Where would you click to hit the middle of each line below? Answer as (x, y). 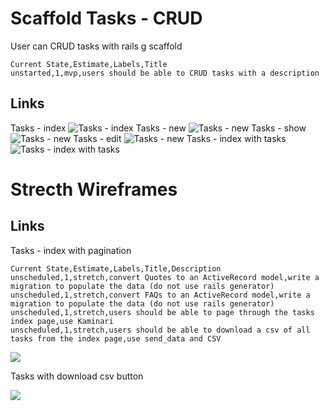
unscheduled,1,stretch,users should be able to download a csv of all (160, 330)
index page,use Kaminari (62, 321)
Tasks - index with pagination (71, 250)
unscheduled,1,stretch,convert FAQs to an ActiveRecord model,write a (160, 295)
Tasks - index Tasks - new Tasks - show (158, 128)
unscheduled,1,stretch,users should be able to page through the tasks (162, 312)
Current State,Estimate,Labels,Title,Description (116, 268)
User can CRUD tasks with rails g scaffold (96, 46)
